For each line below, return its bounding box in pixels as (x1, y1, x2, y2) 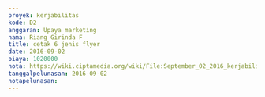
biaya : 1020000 (8, 56, 58, 63)
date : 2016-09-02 (8, 48, 65, 56)
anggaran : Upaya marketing (8, 26, 97, 34)
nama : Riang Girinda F (8, 33, 83, 41)
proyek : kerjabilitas (8, 11, 80, 20)
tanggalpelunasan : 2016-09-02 (8, 70, 108, 77)
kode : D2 (8, 19, 37, 27)
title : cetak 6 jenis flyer (8, 41, 101, 48)
